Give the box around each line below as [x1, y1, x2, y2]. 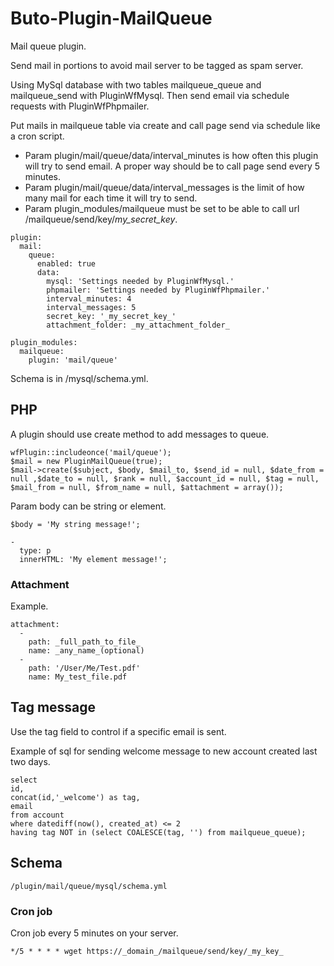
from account [10, 810, 65, 820]
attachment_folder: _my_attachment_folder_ [46, 320, 230, 330]
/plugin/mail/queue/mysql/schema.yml [10, 881, 168, 891]
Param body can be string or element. [10, 500, 167, 512]
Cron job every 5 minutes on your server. [10, 927, 179, 939]
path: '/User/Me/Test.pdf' [28, 663, 141, 674]
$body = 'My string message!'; [10, 519, 141, 529]
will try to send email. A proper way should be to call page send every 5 [24, 160, 321, 172]
